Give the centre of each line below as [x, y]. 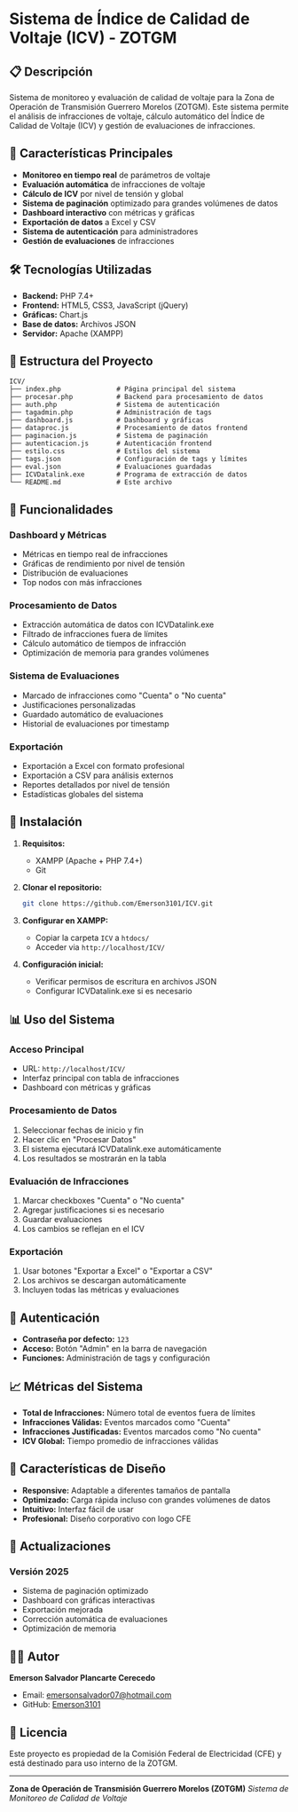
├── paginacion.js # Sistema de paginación [109, 436]
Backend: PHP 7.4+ [58, 295]
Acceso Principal [47, 1049]
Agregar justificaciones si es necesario [93, 1210]
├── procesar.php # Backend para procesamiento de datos [137, 397]
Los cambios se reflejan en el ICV [83, 1228]
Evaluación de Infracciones [69, 1181]
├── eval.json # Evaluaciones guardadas [111, 467]
